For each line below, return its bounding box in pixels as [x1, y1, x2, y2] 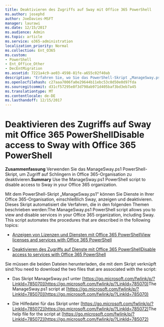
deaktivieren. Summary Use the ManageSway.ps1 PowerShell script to [5, 177, 146, 183]
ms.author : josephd [5, 12, 45, 17]
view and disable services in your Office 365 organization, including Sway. [5, 212, 155, 218]
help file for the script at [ [12, 311, 63, 317]
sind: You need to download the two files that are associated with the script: [5, 266, 157, 272]
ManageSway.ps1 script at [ [12, 286, 68, 292]
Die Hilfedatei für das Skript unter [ [12, 301, 82, 307]
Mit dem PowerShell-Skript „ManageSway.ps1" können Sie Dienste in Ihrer [5, 191, 155, 197]
